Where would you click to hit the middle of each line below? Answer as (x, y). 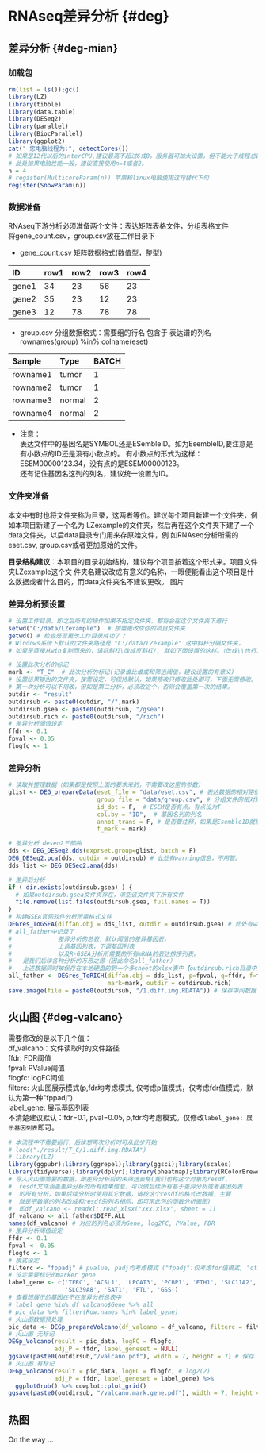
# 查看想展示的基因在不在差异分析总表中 (65, 1297)
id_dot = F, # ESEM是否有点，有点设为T (159, 807)
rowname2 (32, 387)
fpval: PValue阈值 (37, 1068)
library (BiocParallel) (46, 134)
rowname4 (32, 414)
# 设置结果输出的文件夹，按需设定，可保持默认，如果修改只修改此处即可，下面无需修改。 (133, 680)
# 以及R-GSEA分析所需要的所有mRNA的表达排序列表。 (104, 953)
